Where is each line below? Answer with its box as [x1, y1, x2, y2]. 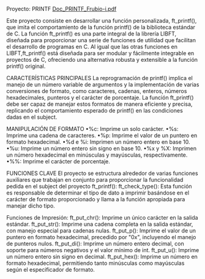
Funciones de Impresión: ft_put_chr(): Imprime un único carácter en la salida [6, 214, 198, 221]
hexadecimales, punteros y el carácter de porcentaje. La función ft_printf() [6, 94, 194, 101]
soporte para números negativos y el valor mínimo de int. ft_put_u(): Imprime [6, 247, 199, 253]
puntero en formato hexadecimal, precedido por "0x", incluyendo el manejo [6, 234, 196, 240]
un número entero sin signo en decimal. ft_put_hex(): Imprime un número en [6, 253, 198, 260]
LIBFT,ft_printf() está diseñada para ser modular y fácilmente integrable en [6, 50, 195, 57]
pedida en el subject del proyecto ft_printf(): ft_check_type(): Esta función [6, 183, 192, 190]
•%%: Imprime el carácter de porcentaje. [6, 158, 110, 165]
